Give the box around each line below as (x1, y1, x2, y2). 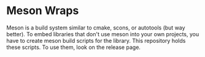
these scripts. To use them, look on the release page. (6, 44, 141, 51)
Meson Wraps (6, 4, 79, 18)
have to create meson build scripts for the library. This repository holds (6, 37, 186, 44)
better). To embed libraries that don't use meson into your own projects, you (6, 30, 199, 37)
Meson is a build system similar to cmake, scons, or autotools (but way (6, 24, 185, 31)
